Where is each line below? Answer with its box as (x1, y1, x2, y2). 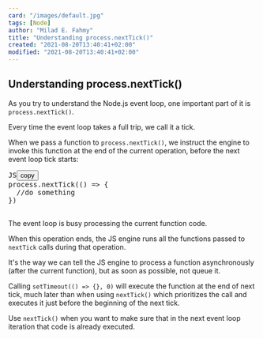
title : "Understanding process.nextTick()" (8, 33, 154, 42)
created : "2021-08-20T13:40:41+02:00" (8, 41, 136, 49)
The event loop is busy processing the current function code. (8, 218, 208, 228)
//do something (16, 187, 75, 197)
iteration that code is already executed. (8, 322, 136, 331)
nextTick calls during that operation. (8, 242, 126, 251)
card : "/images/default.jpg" (8, 11, 104, 20)
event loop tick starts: (8, 154, 79, 164)
